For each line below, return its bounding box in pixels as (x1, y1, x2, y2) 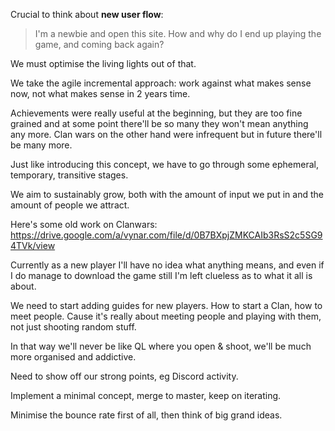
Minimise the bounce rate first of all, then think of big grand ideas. (10, 409, 283, 421)
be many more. (10, 139, 73, 151)
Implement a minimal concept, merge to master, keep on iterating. (10, 390, 282, 401)
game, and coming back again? (34, 39, 165, 50)
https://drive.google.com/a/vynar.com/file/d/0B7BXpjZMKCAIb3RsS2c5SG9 (10, 229, 323, 241)
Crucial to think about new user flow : (10, 9, 164, 20)
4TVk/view (10, 240, 56, 251)
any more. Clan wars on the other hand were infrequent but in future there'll (10, 129, 323, 140)
